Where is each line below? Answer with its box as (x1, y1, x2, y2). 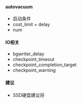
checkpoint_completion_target (12, 61, 77, 68)
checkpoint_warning (12, 67, 56, 73)
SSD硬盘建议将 (12, 92, 45, 98)
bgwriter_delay (12, 51, 45, 57)
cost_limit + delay (12, 22, 50, 28)
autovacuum (5, 4, 33, 10)
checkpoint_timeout (12, 56, 55, 63)
